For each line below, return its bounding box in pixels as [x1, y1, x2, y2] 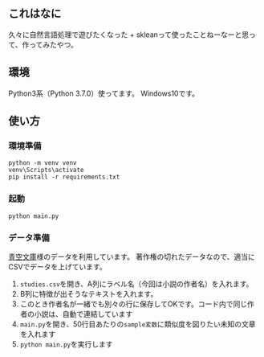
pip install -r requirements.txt [8, 173, 120, 182]
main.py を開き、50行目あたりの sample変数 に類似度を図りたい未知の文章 [19, 319, 256, 329]
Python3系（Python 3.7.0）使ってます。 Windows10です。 [8, 88, 199, 98]
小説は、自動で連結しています [34, 309, 133, 318]
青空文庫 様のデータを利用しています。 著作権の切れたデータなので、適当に [8, 252, 255, 261]
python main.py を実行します [19, 339, 114, 349]
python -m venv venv [8, 159, 78, 167]
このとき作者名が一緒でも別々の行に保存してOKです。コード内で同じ [19, 299, 248, 309]
